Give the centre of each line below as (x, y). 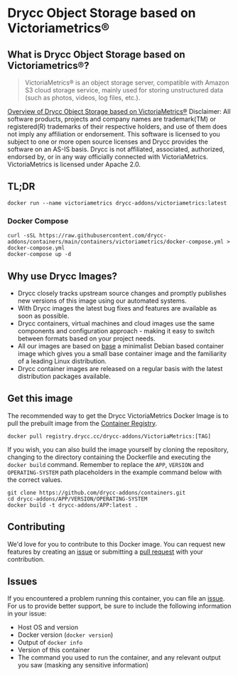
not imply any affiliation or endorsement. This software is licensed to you (114, 134)
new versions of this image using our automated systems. (102, 301)
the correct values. (35, 479)
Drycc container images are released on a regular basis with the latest (120, 368)
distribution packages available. (64, 376)
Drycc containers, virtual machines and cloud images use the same (116, 323)
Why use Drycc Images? (62, 276)
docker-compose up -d (39, 254)
